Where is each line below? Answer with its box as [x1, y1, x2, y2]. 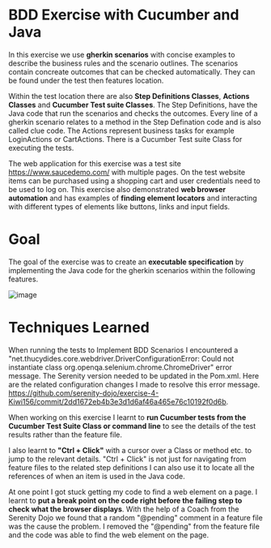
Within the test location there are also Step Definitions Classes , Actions [8, 91, 250, 101]
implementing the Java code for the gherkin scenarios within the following [8, 265, 256, 275]
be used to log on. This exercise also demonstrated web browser [8, 184, 227, 194]
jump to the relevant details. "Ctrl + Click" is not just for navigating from [8, 454, 247, 464]
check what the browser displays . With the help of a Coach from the [8, 504, 239, 514]
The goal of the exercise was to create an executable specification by [8, 257, 244, 267]
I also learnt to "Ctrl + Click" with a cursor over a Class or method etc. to [8, 445, 252, 455]
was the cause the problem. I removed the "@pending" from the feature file [8, 521, 260, 531]
